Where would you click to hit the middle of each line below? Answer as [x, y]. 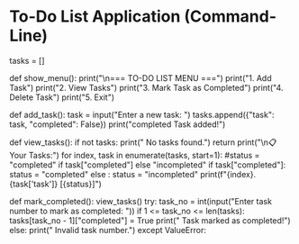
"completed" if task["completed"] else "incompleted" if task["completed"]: [148, 165]
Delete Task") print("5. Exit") [62, 97]
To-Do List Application [95, 17]
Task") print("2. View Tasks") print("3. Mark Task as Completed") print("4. [146, 87]
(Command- [231, 17]
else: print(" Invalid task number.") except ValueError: [108, 230]
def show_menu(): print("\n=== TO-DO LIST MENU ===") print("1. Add [140, 77]
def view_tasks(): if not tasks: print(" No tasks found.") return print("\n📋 [143, 142]
